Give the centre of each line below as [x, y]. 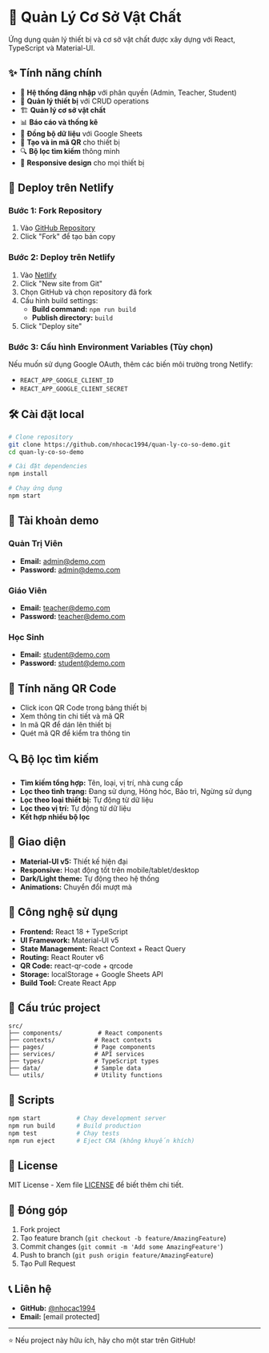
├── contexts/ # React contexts [80, 1040]
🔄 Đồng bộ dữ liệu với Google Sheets [81, 133]
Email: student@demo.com [65, 654]
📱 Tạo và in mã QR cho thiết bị [70, 142]
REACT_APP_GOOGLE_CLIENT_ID [66, 381]
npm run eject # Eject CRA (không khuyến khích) [102, 1140]
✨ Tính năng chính [55, 73]
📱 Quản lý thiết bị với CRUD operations [84, 101]
